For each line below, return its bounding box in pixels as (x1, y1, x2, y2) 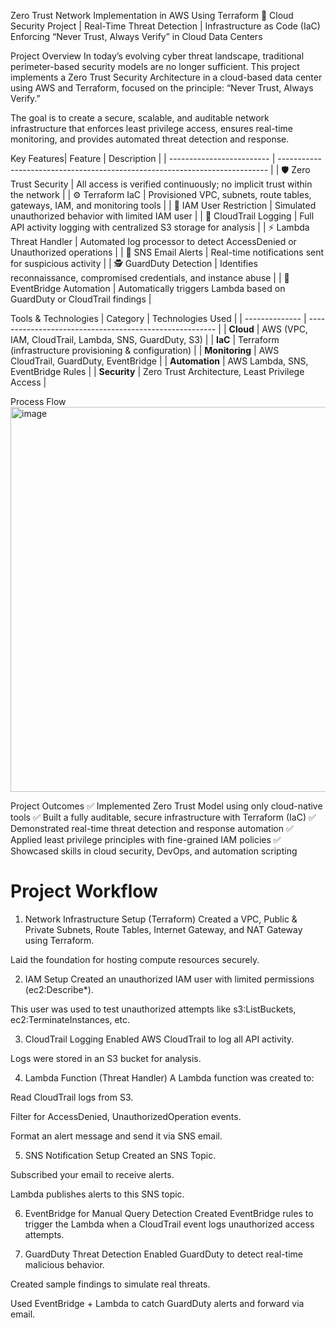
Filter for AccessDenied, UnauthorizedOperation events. (10, 1110, 242, 1122)
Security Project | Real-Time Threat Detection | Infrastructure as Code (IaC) (10, 20, 321, 32)
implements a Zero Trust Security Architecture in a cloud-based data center (10, 71, 323, 83)
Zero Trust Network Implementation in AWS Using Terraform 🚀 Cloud (10, 10, 294, 21)
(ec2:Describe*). (24, 983, 94, 995)
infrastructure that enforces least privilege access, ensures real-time (10, 123, 293, 134)
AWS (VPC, (261, 323, 308, 335)
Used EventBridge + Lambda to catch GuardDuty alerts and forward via (10, 1297, 305, 1309)
